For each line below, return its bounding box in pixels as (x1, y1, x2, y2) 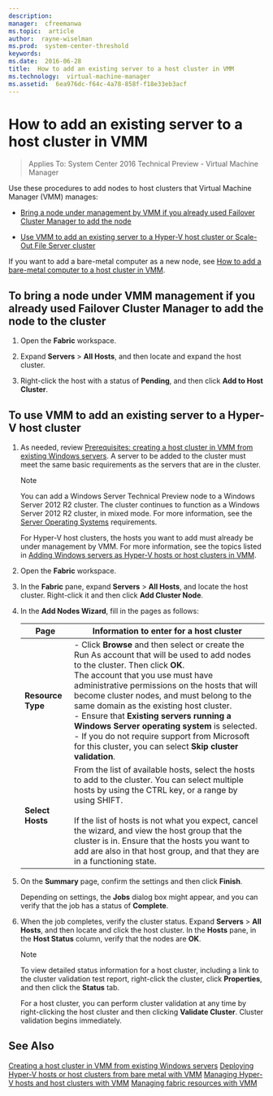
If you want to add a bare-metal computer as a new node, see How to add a (8, 257, 262, 267)
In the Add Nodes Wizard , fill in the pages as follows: (19, 607, 199, 616)
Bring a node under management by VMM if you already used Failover (19, 208, 256, 218)
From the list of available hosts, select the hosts (74, 764, 255, 776)
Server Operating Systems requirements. (19, 517, 158, 527)
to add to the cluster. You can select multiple (74, 774, 244, 785)
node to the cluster (8, 314, 106, 328)
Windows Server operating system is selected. (74, 720, 258, 732)
